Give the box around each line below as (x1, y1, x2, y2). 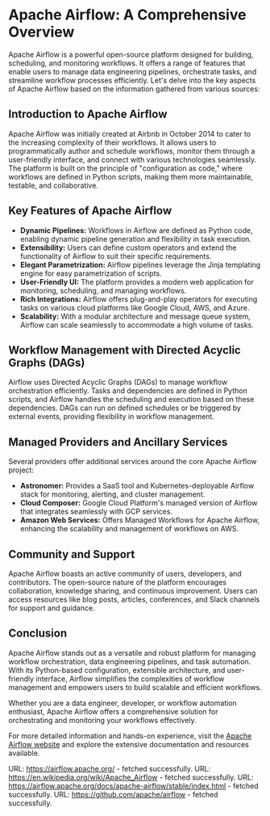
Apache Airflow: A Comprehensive (8, 6, 247, 24)
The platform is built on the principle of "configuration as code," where (8, 163, 243, 173)
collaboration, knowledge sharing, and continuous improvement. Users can (8, 586, 258, 595)
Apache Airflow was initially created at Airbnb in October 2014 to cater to (8, 129, 251, 138)
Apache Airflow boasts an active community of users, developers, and (8, 569, 242, 578)
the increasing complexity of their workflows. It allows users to (8, 137, 217, 147)
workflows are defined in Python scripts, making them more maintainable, (8, 171, 254, 181)
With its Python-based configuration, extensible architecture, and (8, 665, 226, 674)
